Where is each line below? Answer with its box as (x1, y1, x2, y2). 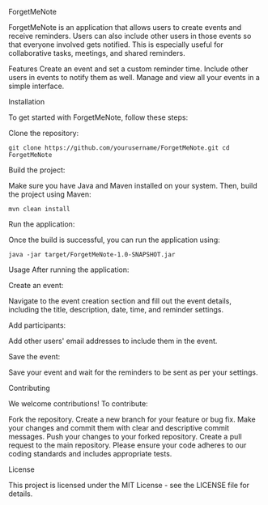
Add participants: (8, 320, 66, 330)
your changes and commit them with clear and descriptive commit (8, 423, 229, 432)
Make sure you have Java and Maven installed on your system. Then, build (8, 181, 257, 190)
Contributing (8, 384, 50, 393)
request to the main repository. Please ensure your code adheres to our (8, 440, 247, 450)
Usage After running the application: (8, 265, 130, 274)
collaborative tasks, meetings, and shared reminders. (8, 49, 185, 57)
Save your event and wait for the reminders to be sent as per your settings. (8, 367, 258, 377)
